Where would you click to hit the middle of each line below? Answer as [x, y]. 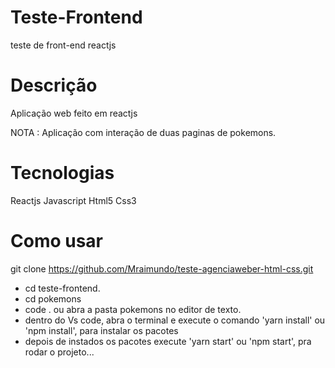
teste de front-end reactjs [63, 45]
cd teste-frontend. [62, 288]
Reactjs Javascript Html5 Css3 [73, 200]
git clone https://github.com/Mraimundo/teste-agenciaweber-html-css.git [162, 268]
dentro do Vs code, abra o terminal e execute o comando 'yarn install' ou [175, 320]
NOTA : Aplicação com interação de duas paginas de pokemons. [143, 132]
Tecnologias [62, 173]
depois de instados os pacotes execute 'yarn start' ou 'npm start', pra [168, 341]
